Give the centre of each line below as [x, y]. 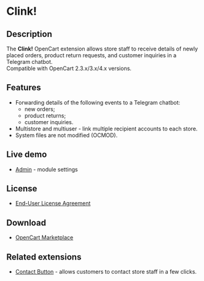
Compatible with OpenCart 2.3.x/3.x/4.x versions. [69, 68]
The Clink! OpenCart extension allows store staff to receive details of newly [102, 49]
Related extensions [44, 257]
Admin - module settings [46, 169]
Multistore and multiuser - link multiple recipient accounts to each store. [106, 129]
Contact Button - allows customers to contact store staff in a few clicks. [106, 272]
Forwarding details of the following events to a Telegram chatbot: [98, 102]
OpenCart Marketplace [44, 237]
